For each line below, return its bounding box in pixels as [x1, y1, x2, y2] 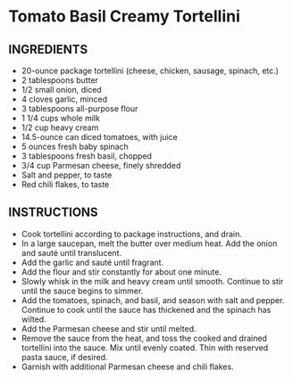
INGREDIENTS [8, 42, 88, 57]
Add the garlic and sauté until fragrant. [21, 257, 164, 268]
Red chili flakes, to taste [21, 179, 110, 189]
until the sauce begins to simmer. [21, 285, 144, 296]
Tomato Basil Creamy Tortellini [8, 6, 240, 27]
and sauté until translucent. [21, 247, 122, 258]
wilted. [21, 314, 46, 325]
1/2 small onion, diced [21, 85, 102, 95]
